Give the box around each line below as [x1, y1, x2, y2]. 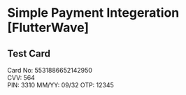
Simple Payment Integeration [7, 5, 180, 21]
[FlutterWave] [7, 20, 90, 36]
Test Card [7, 47, 51, 59]
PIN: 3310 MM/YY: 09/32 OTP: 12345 [7, 81, 114, 89]
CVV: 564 [7, 73, 35, 82]
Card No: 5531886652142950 [7, 66, 93, 74]
